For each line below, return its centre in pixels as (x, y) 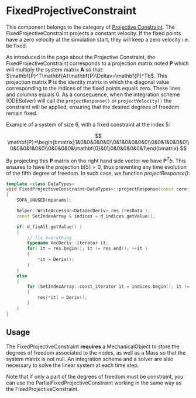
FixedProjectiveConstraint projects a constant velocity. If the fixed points (94, 33)
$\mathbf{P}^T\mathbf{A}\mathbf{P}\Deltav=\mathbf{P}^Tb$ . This (87, 76)
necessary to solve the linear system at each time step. (73, 365)
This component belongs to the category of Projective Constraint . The (90, 27)
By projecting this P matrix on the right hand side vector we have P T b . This (96, 160)
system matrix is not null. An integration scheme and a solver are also (90, 359)
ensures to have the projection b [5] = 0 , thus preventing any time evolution (97, 167)
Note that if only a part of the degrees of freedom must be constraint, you (95, 376)
